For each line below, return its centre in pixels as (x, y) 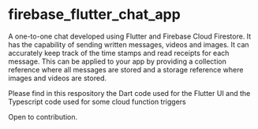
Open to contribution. (43, 116)
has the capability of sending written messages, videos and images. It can (129, 44)
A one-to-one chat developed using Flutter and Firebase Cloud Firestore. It (130, 36)
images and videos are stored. (57, 78)
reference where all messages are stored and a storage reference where (126, 69)
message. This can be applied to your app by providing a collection (117, 61)
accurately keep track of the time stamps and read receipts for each (119, 53)
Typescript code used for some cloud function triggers (97, 101)
